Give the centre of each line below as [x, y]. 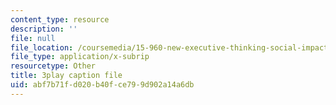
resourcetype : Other [53, 66]
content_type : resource [60, 19]
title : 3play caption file [66, 76]
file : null [33, 38]
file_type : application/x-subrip [80, 57]
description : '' [44, 29]
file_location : [42, 47]
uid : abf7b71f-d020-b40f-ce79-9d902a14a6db [102, 85]
